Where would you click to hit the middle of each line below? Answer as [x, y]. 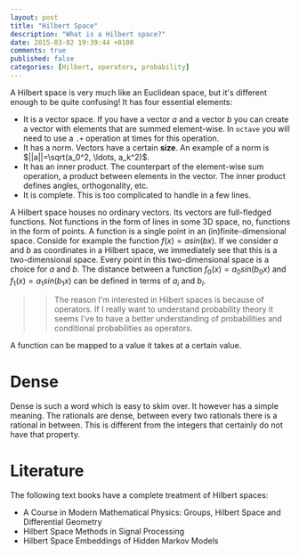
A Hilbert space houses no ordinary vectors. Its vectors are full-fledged [141, 212]
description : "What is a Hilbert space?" [88, 34]
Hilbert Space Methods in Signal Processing [104, 532]
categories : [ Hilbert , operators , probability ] [100, 68]
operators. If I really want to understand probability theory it [164, 309]
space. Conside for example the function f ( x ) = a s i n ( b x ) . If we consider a [144, 241]
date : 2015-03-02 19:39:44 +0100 [72, 42]
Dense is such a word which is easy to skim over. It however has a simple [145, 406]
